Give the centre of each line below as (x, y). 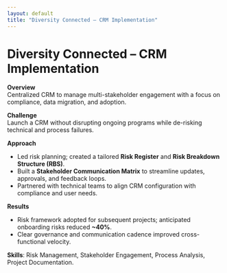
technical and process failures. (50, 130)
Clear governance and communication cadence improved (98, 234)
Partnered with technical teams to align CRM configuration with (107, 186)
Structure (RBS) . (41, 164)
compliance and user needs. (57, 193)
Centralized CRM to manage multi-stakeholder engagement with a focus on (114, 95)
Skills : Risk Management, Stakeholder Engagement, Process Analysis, (106, 255)
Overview (21, 87)
